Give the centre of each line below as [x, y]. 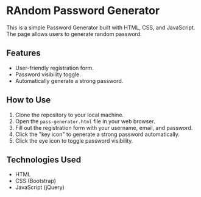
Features [23, 53]
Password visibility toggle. [48, 74]
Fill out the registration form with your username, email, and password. [104, 127]
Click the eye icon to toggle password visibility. [74, 140]
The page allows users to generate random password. [74, 34]
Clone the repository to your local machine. [69, 115]
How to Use [29, 100]
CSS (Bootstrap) [36, 181]
